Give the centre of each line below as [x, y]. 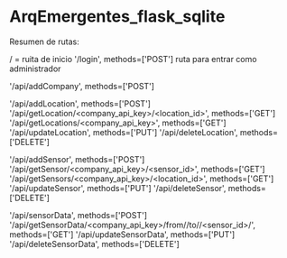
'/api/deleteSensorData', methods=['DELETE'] [94, 244]
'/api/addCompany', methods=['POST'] [82, 86]
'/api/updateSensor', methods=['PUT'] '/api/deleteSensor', [118, 188]
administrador [35, 69]
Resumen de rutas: [44, 41]
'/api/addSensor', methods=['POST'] [77, 159]
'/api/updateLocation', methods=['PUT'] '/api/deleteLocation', [124, 132]
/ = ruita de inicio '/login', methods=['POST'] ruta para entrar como [133, 59]
